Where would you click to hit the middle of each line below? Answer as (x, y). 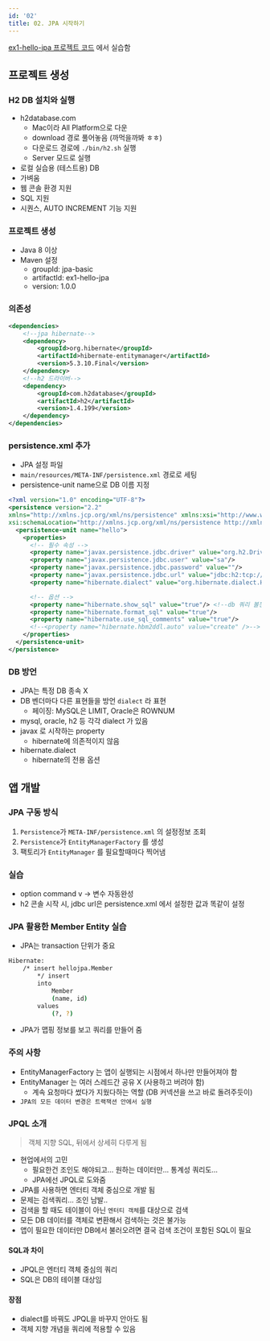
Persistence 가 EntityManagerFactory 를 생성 (92, 841)
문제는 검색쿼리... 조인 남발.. (64, 1200)
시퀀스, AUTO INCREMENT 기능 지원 (78, 208)
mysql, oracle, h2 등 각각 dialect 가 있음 (84, 721)
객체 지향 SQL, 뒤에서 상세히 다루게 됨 (87, 1142)
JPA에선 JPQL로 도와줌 (69, 1180)
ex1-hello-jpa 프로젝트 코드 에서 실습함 (70, 47)
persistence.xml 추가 (49, 446)
